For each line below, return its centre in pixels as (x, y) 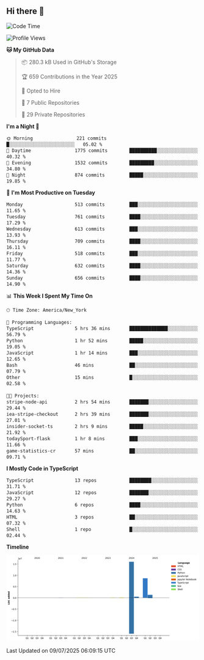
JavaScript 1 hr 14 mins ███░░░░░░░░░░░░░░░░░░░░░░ (102, 353)
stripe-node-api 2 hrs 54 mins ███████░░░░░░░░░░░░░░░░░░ (102, 402)
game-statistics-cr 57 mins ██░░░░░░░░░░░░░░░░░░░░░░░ (102, 451)
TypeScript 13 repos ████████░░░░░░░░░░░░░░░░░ (102, 480)
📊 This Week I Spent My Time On (49, 296)
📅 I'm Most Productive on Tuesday (51, 192)
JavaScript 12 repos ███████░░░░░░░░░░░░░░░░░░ (102, 493)
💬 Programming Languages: (39, 322)
